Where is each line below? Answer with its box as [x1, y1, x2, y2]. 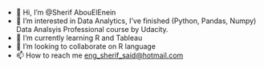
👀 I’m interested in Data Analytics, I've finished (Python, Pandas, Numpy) [15, 16, 257, 26]
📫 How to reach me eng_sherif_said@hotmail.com [15, 50, 184, 60]
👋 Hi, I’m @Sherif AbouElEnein [15, 8, 116, 17]
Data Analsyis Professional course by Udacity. [15, 25, 169, 34]
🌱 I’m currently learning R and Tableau [15, 33, 143, 42]
